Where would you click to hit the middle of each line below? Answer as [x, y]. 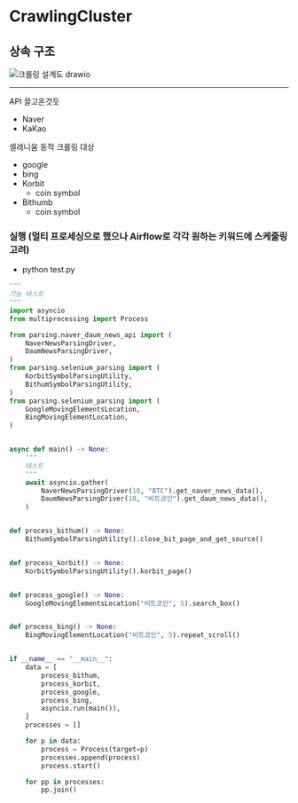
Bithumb [37, 202]
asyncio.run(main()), [81, 709]
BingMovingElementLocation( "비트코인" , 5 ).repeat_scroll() [133, 635]
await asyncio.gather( [67, 482]
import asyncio [37, 311]
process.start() [71, 766]
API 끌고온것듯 [35, 101]
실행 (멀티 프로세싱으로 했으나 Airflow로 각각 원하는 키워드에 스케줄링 [149, 236]
